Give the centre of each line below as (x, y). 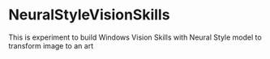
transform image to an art (51, 45)
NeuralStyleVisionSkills (89, 15)
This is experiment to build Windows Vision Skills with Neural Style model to (135, 37)
